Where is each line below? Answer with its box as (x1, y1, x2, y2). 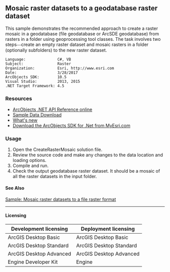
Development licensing (11, 225, 68, 232)
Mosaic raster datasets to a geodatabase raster (5, 4, 158, 13)
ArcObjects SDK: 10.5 (5, 74, 67, 80)
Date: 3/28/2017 (5, 70, 78, 75)
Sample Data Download (12, 112, 62, 118)
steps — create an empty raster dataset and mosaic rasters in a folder (5, 41, 149, 47)
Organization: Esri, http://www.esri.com (5, 66, 114, 71)
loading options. (12, 157, 47, 164)
